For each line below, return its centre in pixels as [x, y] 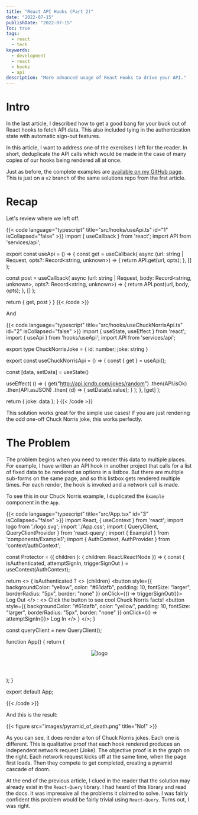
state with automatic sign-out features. [53, 136]
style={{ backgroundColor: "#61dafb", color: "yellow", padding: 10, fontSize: [98, 606]
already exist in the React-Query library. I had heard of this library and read [96, 787]
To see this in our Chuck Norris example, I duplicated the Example [85, 496]
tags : [13, 34]
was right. [18, 806]
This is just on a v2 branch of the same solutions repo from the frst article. [96, 178]
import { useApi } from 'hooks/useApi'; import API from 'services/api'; [91, 338]
